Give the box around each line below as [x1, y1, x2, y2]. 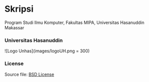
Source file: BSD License [4, 71, 55, 77]
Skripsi [4, 3, 34, 15]
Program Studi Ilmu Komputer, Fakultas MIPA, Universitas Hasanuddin [4, 20, 145, 25]
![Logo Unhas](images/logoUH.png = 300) [4, 48, 90, 54]
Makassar [4, 24, 24, 30]
